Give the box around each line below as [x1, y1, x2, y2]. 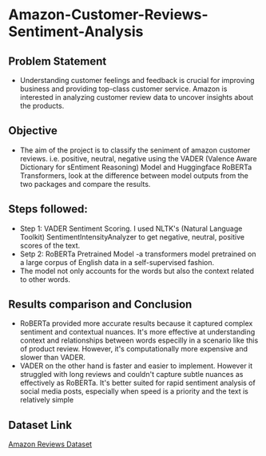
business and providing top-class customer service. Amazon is [19, 84, 228, 93]
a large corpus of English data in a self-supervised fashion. [19, 257, 215, 267]
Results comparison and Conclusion [8, 298, 193, 311]
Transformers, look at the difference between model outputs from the [19, 170, 249, 180]
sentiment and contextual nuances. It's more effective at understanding [19, 327, 256, 337]
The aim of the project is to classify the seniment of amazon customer [19, 145, 251, 155]
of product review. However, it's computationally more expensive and [19, 344, 248, 354]
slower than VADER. [19, 353, 86, 363]
